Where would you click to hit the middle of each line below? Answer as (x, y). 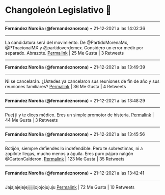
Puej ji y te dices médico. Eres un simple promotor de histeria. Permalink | (80, 115)
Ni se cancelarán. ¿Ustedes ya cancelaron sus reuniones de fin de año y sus (82, 81)
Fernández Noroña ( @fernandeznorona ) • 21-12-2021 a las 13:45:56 (75, 134)
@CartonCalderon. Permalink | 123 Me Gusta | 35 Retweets (65, 159)
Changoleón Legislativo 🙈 (58, 10)
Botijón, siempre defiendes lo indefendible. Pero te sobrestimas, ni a (74, 148)
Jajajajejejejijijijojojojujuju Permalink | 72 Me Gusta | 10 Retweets (70, 187)
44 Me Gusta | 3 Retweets (31, 120)
